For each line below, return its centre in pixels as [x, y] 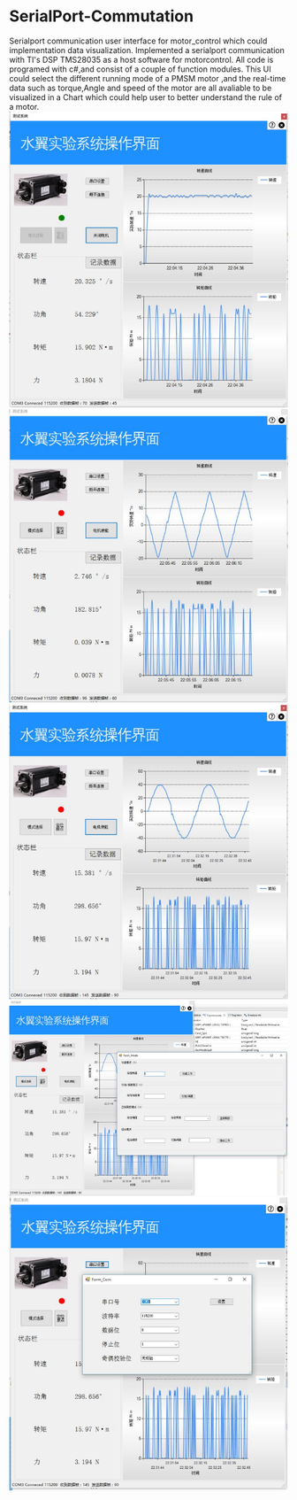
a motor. [24, 106]
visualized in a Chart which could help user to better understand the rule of [146, 97]
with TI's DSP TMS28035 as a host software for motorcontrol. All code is [141, 59]
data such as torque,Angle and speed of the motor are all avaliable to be [141, 88]
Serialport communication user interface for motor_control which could [138, 41]
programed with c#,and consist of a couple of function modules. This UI [140, 69]
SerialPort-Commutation [102, 16]
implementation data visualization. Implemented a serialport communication [147, 50]
